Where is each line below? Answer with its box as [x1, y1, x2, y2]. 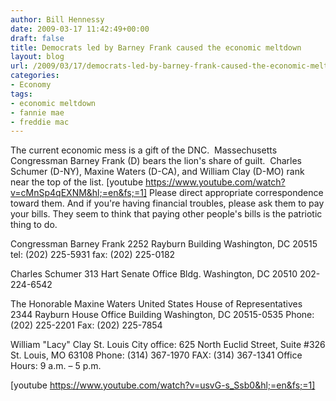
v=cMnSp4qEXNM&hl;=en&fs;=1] [10, 187, 147, 199]
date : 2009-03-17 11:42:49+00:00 [10, 24, 150, 34]
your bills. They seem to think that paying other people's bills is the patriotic [10, 208, 323, 220]
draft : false [10, 33, 65, 43]
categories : [10, 71, 60, 81]
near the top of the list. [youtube [10, 176, 144, 188]
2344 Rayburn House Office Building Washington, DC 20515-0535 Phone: [10, 309, 315, 321]
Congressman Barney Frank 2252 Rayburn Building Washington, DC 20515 [10, 238, 318, 250]
